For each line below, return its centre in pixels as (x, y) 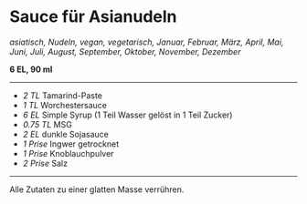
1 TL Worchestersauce (65, 105)
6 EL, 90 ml (31, 69)
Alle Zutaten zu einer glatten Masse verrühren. (97, 189)
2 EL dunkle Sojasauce (66, 134)
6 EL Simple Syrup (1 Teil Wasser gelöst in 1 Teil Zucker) (127, 115)
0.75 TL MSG (48, 124)
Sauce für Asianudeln (93, 17)
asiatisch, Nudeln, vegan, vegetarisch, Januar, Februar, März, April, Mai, (147, 42)
